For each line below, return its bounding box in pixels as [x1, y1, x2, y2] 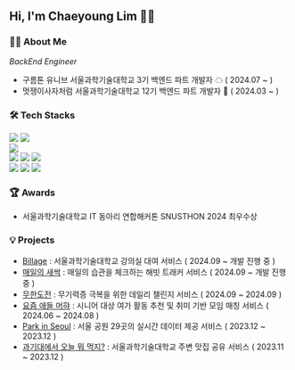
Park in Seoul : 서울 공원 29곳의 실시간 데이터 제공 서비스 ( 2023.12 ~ [21, 320, 266, 331]
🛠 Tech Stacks [9, 109, 76, 121]
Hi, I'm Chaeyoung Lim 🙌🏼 [9, 9, 156, 24]
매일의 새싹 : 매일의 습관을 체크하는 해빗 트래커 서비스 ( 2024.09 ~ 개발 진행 [21, 267, 287, 277]
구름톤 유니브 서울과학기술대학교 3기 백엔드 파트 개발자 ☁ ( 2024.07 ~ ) [21, 74, 274, 85]
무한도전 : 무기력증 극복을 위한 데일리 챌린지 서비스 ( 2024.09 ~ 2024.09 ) [21, 289, 283, 300]
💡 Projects [9, 234, 55, 246]
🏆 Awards [9, 186, 56, 199]
